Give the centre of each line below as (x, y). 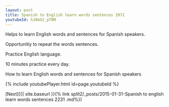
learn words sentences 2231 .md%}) (44, 100)
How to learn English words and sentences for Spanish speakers (73, 74)
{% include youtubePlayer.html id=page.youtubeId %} (62, 84)
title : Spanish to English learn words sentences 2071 (65, 15)
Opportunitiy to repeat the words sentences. (52, 44)
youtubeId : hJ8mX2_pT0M (31, 20)
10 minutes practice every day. (38, 64)
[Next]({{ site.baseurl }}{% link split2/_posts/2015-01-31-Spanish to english (84, 94)
